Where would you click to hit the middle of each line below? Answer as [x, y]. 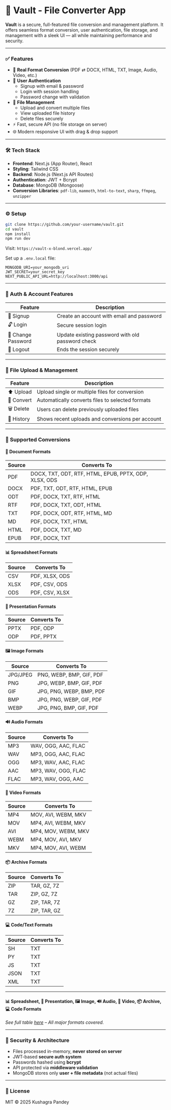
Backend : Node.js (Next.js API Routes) [53, 174]
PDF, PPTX [44, 637]
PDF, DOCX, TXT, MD [56, 530]
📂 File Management [34, 102]
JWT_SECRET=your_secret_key [35, 272]
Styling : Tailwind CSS [35, 169]
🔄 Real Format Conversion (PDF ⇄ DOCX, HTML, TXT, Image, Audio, [85, 70]
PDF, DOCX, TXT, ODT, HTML [66, 505]
